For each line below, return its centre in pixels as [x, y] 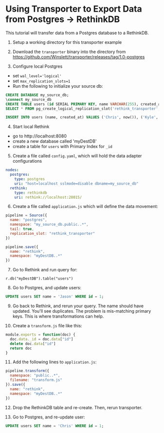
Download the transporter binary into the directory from [69, 52]
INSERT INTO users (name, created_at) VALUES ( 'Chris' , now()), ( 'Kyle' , [82, 117]
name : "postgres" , [29, 220]
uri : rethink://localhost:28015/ [48, 197]
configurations [27, 161]
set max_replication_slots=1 [41, 81]
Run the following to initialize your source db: [58, 86]
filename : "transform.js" [36, 380]
